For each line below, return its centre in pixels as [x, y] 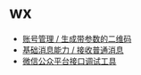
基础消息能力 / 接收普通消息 [73, 50]
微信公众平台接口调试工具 [69, 61]
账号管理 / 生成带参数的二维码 [77, 38]
